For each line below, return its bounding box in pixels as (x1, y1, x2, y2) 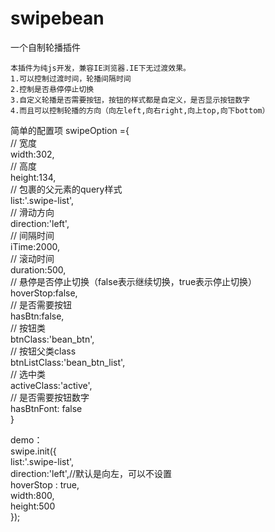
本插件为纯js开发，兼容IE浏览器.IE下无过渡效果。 (10, 63, 191, 73)
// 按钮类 (10, 322, 47, 334)
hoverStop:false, (10, 287, 78, 299)
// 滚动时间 (10, 252, 55, 264)
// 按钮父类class (10, 345, 77, 357)
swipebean (10, 7, 105, 30)
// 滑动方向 (10, 206, 55, 218)
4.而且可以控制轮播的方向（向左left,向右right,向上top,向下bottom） (10, 105, 270, 116)
